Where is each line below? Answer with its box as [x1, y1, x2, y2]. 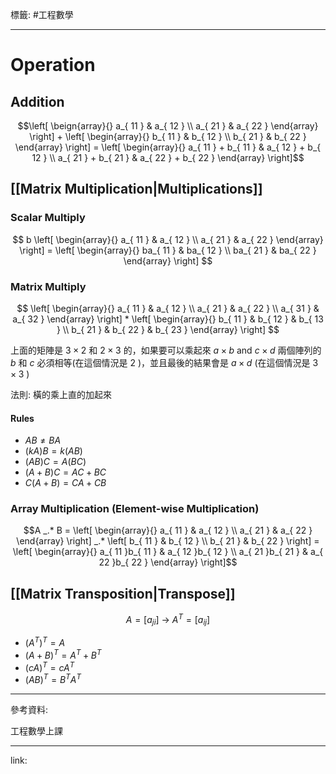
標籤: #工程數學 [10, 9, 74, 20]
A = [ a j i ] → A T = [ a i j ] [125, 612, 211, 628]
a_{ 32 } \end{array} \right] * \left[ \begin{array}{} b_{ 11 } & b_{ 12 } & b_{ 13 [12, 313, 324, 325]
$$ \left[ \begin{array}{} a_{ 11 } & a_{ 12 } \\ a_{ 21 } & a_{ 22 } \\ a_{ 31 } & [16, 302, 320, 314]
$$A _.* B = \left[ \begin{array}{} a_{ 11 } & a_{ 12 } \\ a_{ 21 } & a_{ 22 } [23, 524, 313, 537]
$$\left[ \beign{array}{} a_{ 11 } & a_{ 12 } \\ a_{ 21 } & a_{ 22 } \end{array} [17, 120, 319, 132]
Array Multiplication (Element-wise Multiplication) [10, 502, 260, 516]
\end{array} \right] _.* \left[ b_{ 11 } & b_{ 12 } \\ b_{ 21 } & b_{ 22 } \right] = [16, 535, 320, 547]
